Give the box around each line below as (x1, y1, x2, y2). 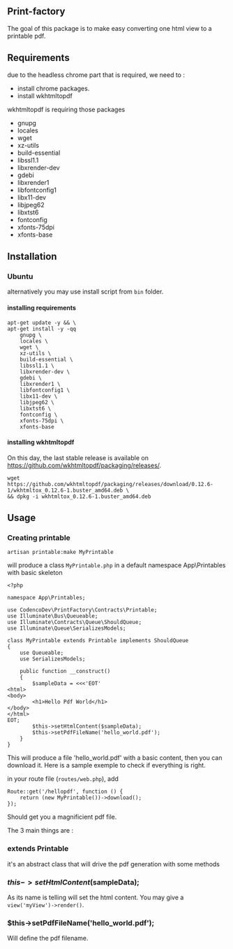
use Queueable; (20, 649, 64, 657)
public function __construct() (20, 668, 111, 675)
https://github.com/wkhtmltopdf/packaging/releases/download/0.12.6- (7, 480, 214, 487)
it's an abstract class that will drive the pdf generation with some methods (7, 859, 220, 868)
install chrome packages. (17, 84, 90, 92)
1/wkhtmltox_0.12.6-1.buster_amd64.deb (7, 487, 123, 494)
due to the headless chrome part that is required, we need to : (7, 70, 185, 79)
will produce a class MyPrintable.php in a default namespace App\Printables (7, 561, 226, 569)
